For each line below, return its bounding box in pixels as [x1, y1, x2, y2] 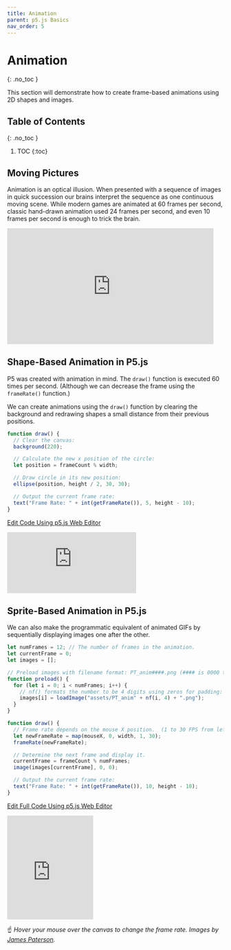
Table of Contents [7, 115, 86, 127]
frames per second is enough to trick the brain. [7, 214, 141, 223]
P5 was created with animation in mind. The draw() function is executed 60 [7, 374, 220, 383]
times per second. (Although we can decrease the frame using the [7, 382, 195, 390]
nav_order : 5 [7, 23, 45, 30]
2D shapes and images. [7, 95, 74, 104]
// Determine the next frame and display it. [13, 751, 146, 758]
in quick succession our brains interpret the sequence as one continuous [7, 192, 214, 201]
